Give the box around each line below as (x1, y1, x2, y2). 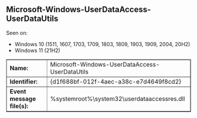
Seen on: (6, 29, 28, 36)
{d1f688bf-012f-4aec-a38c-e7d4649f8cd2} (50, 77, 182, 85)
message (9, 95, 36, 103)
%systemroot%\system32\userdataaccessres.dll (50, 95, 185, 103)
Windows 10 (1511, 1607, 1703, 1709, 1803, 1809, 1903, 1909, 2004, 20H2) (14, 40, 191, 47)
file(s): (9, 102, 29, 110)
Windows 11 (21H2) (14, 47, 60, 54)
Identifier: (9, 77, 38, 85)
